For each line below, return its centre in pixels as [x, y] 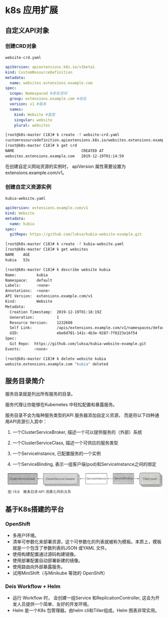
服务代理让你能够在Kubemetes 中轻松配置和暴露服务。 [61, 405]
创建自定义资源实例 [28, 187]
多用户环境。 [25, 535]
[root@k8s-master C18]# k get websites [47, 250]
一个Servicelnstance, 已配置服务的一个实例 [56, 454]
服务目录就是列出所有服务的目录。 [40, 394]
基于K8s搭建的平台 [34, 509]
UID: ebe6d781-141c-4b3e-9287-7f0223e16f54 [73, 333]
